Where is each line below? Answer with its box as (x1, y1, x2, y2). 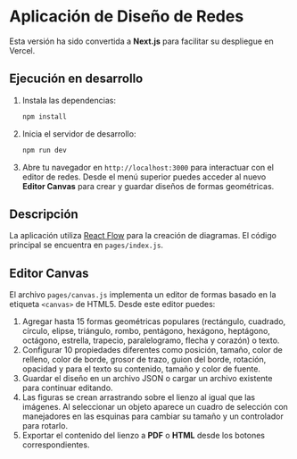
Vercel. (9, 45, 36, 55)
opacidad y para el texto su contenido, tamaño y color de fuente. (21, 363, 261, 374)
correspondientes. (21, 439, 90, 450)
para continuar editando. (21, 382, 113, 394)
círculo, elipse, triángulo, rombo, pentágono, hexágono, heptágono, (21, 326, 270, 337)
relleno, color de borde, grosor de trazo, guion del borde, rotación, (21, 355, 267, 365)
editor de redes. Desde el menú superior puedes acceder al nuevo (21, 171, 267, 182)
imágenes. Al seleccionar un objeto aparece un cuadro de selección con (21, 402, 288, 413)
